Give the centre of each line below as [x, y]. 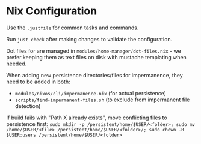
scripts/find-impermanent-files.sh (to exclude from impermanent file [102, 100]
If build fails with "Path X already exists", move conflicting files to [87, 118]
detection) [28, 106]
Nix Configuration [52, 11]
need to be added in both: [38, 82]
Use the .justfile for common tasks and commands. [73, 28]
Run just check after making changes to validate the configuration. [89, 39]
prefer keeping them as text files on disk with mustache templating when [96, 57]
